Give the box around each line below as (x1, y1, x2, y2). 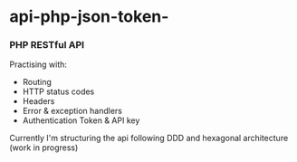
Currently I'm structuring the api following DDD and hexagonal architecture (9, 133, 289, 144)
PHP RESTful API (9, 39, 84, 52)
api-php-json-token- (9, 6, 169, 27)
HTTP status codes (22, 86, 95, 97)
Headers (22, 96, 55, 107)
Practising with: (9, 59, 68, 70)
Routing (22, 77, 53, 88)
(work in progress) (9, 142, 79, 153)
